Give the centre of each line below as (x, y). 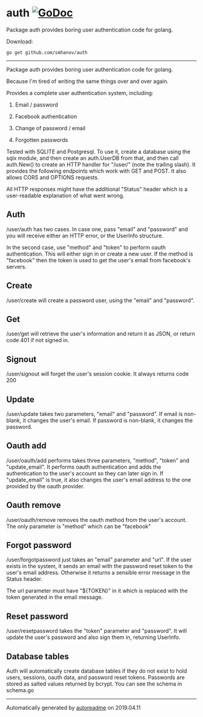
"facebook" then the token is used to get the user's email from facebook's (98, 260)
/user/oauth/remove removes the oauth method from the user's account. (97, 520)
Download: (20, 41)
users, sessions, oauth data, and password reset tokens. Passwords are (96, 678)
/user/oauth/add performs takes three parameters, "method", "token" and (98, 460)
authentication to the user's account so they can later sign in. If (85, 473)
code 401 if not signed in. (38, 340)
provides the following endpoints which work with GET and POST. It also (96, 171)
